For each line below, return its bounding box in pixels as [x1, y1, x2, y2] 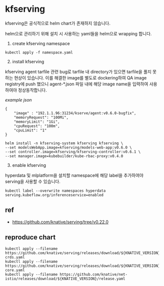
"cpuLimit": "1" [14, 128, 47, 133]
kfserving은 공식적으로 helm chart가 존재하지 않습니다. [5, 20, 111, 26]
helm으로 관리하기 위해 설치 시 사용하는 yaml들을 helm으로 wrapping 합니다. [5, 30, 152, 36]
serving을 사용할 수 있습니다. [5, 178, 61, 184]
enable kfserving [12, 162, 46, 168]
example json [5, 97, 32, 103]
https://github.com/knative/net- [59, 272, 128, 277]
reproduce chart [5, 233, 56, 241]
